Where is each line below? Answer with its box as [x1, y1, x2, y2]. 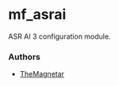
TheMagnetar [19, 69, 65, 79]
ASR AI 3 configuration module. [8, 32, 111, 41]
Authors [8, 51, 41, 62]
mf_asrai [8, 6, 67, 24]
